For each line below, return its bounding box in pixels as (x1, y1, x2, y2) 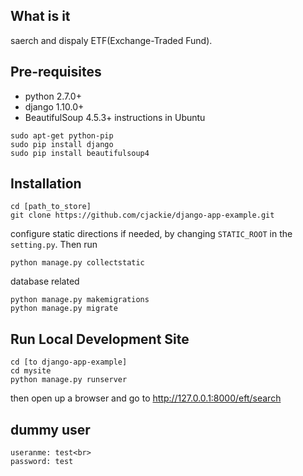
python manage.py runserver (10, 375, 128, 385)
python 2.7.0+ (24, 90, 82, 102)
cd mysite (10, 366, 52, 376)
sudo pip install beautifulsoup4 (10, 148, 150, 158)
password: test (10, 457, 74, 467)
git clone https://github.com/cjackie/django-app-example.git (10, 210, 275, 221)
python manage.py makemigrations (10, 295, 150, 305)
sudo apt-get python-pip (10, 130, 114, 141)
